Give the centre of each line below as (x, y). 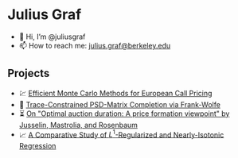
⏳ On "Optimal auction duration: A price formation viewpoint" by (124, 114)
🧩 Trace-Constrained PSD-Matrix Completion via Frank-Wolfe (119, 104)
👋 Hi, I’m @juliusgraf (52, 37)
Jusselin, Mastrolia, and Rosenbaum (78, 125)
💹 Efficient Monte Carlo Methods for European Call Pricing (115, 93)
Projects (29, 73)
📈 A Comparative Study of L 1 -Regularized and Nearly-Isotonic (121, 134)
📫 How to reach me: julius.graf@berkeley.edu (95, 45)
